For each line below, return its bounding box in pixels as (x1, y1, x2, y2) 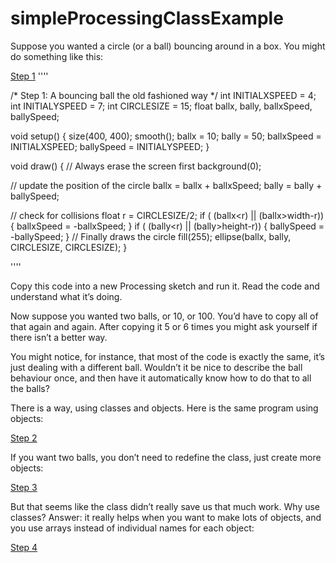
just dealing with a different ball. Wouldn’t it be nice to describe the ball (10, 361, 303, 373)
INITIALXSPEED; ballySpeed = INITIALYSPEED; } (10, 140, 210, 152)
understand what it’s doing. (10, 290, 123, 302)
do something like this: (10, 50, 104, 62)
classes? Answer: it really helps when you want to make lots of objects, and (10, 511, 322, 523)
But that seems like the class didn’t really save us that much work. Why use (10, 500, 321, 512)
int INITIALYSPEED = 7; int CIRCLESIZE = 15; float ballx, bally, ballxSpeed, (10, 100, 313, 112)
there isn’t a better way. (10, 331, 108, 343)
